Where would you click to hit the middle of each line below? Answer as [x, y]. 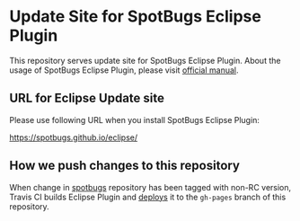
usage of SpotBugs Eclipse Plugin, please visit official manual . [124, 70]
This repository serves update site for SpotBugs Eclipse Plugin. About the [145, 60]
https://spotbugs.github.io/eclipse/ [73, 137]
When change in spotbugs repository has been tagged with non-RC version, [150, 187]
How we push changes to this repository [125, 166]
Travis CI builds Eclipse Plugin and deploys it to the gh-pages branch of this [148, 197]
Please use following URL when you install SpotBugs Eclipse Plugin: [135, 119]
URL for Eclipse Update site [87, 98]
